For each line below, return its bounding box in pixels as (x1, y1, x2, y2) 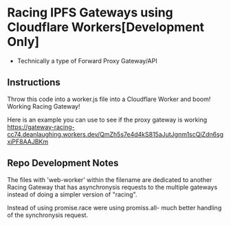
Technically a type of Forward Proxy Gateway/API (16, 56, 157, 65)
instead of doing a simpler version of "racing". (7, 190, 137, 199)
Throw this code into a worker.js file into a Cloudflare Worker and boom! (7, 95, 211, 103)
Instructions (7, 77, 60, 89)
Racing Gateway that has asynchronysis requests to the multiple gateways (7, 183, 218, 191)
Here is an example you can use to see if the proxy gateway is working (7, 115, 208, 124)
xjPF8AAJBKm (7, 137, 49, 146)
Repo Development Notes (7, 157, 119, 169)
